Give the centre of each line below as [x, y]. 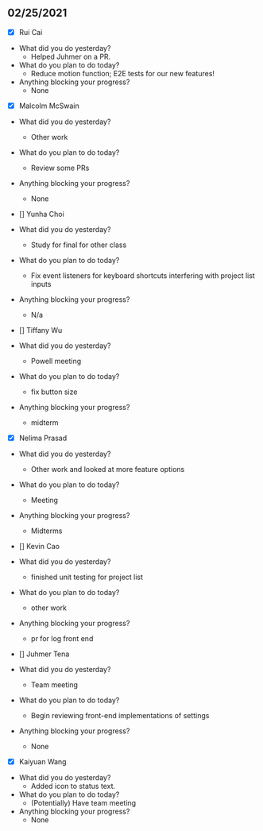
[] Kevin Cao [39, 546]
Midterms [46, 531]
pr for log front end [62, 638]
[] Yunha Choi [41, 214]
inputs [41, 284]
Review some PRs [60, 168]
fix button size [54, 392]
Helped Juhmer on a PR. [71, 56]
